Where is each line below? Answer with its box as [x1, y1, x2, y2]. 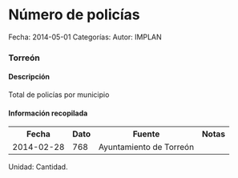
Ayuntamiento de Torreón [99, 142, 195, 153]
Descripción [8, 72, 50, 82]
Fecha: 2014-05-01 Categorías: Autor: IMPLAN [8, 32, 162, 42]
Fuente [132, 128, 160, 140]
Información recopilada [8, 108, 88, 118]
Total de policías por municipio [8, 90, 110, 99]
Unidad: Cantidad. [8, 162, 68, 172]
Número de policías [8, 6, 140, 24]
